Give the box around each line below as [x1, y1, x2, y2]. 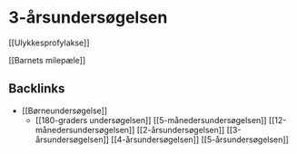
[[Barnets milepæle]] [8, 54, 86, 65]
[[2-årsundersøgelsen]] [136, 124, 225, 135]
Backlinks [8, 81, 65, 97]
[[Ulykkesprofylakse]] [8, 37, 90, 48]
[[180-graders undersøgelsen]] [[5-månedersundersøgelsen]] [35, 114, 267, 125]
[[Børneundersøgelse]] [21, 105, 108, 116]
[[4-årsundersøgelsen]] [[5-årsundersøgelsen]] [111, 134, 290, 145]
